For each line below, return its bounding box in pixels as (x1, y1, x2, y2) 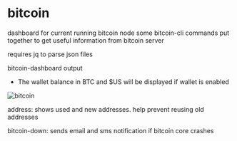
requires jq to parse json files (7, 50, 93, 58)
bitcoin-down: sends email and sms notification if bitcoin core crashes (7, 126, 214, 135)
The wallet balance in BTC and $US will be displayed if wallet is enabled (17, 77, 230, 86)
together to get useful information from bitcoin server (7, 36, 164, 44)
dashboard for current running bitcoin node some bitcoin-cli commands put (7, 28, 230, 37)
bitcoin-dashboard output (7, 63, 84, 72)
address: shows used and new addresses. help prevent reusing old (7, 105, 205, 113)
